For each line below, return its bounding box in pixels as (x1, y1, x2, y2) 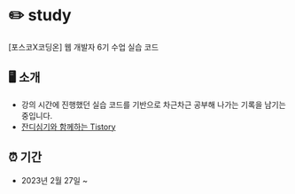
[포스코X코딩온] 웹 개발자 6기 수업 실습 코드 (8, 42, 159, 52)
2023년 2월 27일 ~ (20, 175, 89, 185)
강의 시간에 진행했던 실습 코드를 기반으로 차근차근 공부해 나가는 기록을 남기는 (20, 99, 287, 110)
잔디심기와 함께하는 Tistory (20, 121, 116, 132)
